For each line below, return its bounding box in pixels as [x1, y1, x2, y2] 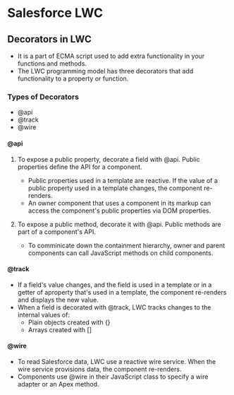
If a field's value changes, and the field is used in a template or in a [17, 281, 212, 289]
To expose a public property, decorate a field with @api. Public [17, 155, 201, 163]
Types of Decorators [7, 92, 80, 102]
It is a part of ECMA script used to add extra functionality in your [17, 52, 205, 60]
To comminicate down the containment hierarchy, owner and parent [27, 241, 226, 249]
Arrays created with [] [27, 325, 92, 334]
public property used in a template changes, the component [27, 184, 202, 192]
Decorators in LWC [7, 33, 92, 45]
